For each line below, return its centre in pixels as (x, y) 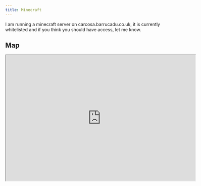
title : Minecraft (23, 10)
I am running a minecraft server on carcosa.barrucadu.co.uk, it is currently (83, 24)
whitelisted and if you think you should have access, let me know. (73, 29)
